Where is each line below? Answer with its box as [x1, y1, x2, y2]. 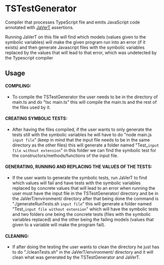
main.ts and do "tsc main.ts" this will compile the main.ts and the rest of [12, 99, 157, 105]
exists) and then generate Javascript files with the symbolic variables [5, 44, 145, 50]
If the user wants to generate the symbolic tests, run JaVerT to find [12, 175, 147, 180]
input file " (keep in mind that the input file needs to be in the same [12, 137, 150, 143]
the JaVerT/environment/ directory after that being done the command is [12, 195, 159, 202]
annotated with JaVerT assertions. [5, 24, 74, 30]
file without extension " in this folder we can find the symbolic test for [12, 147, 157, 153]
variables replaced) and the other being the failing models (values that [12, 216, 154, 222]
